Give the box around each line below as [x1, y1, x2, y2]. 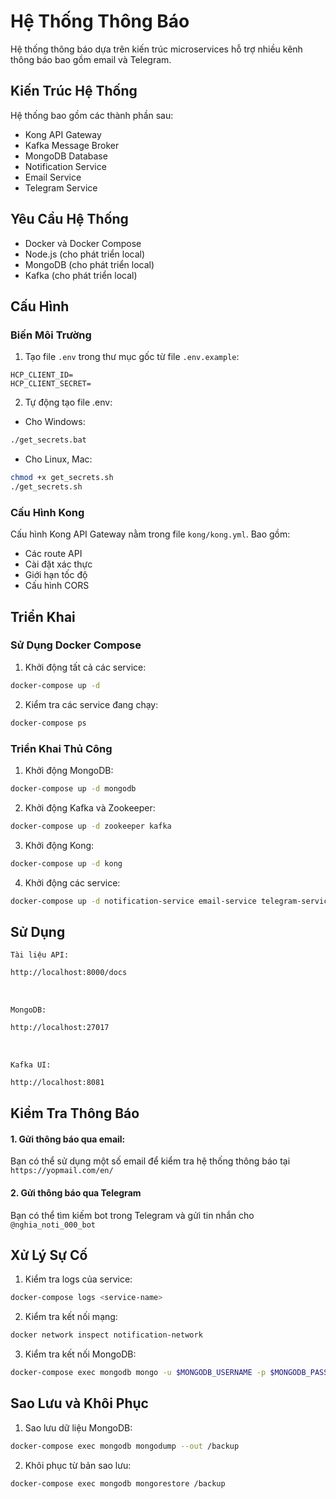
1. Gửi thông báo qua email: [10, 1133, 126, 1145]
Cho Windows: [24, 416, 86, 428]
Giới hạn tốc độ [24, 569, 88, 581]
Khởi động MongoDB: [24, 764, 114, 776]
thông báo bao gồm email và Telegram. [10, 53, 172, 65]
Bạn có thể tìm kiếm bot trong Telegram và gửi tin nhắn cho [10, 1209, 255, 1221]
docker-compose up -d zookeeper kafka [10, 821, 172, 831]
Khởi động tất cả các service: [24, 661, 147, 673]
